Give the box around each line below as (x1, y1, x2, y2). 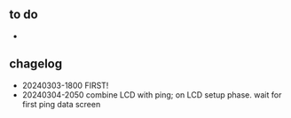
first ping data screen (21, 98, 101, 109)
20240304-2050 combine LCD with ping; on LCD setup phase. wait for (21, 89, 282, 100)
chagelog (9, 57, 63, 72)
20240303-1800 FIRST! (21, 80, 109, 90)
